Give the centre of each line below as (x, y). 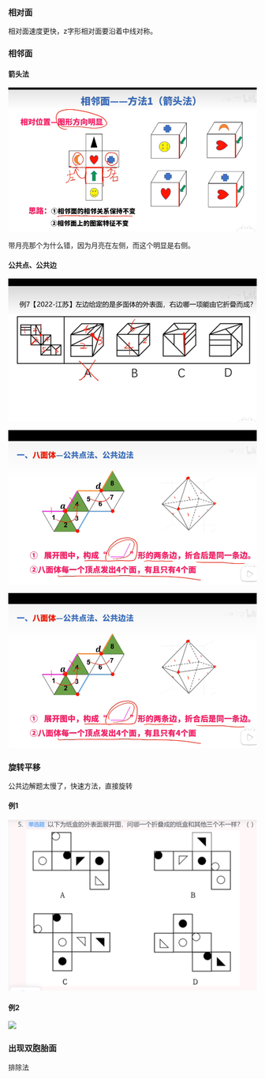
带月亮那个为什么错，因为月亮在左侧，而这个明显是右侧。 (101, 245)
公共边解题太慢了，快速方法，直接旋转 (70, 786)
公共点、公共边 (32, 265)
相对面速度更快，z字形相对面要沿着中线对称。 (83, 31)
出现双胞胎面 (33, 1048)
